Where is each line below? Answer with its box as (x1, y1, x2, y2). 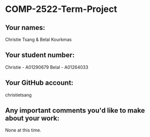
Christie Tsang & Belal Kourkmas (5, 36, 72, 42)
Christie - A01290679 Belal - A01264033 (5, 64, 88, 70)
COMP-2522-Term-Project (5, 3, 118, 15)
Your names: (5, 23, 46, 32)
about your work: (5, 114, 60, 123)
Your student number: (5, 51, 75, 59)
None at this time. (5, 127, 41, 133)
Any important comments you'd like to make (5, 106, 145, 115)
